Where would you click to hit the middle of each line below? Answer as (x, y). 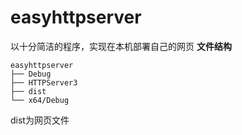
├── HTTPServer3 (44, 82)
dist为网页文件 (40, 120)
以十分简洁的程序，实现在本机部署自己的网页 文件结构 (121, 46)
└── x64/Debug (40, 100)
